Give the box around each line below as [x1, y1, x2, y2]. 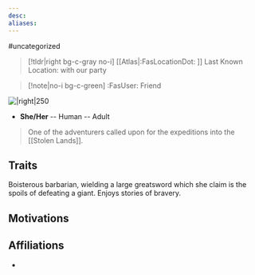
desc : [8, 11, 26, 20]
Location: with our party [27, 65, 108, 74]
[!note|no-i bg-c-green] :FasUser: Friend [27, 81, 162, 90]
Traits [8, 158, 38, 172]
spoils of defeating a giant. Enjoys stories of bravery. [8, 189, 182, 198]
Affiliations [8, 239, 65, 253]
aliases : [8, 19, 37, 27]
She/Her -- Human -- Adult [19, 111, 110, 121]
